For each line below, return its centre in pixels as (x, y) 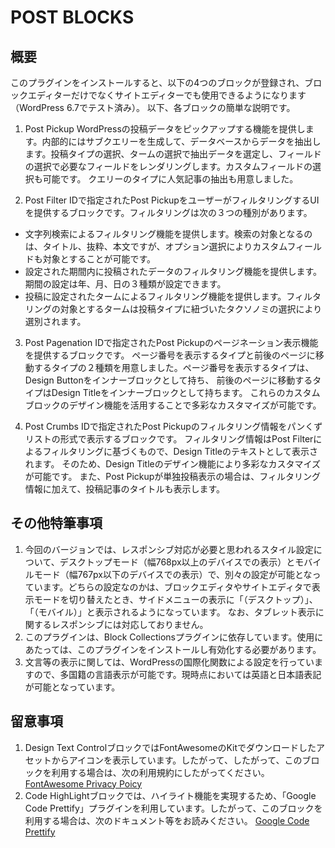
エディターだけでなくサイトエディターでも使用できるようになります (167, 95)
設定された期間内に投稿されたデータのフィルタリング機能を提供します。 (173, 271)
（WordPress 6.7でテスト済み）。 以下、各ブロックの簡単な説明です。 (153, 107)
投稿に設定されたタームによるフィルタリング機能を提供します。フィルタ (173, 296)
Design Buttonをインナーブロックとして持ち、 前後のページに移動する (168, 380)
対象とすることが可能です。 (99, 259)
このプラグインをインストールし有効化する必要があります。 (199, 649)
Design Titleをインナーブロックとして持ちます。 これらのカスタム (186, 392)
